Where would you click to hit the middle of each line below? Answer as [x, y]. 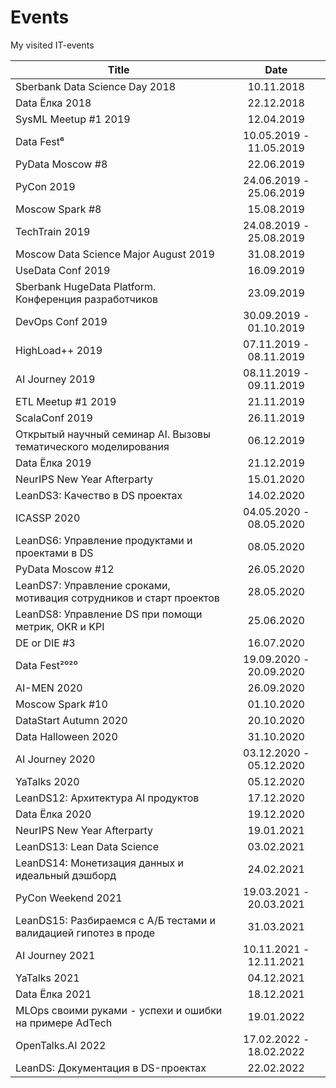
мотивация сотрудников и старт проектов [117, 598]
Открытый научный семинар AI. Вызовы [113, 434]
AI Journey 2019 [55, 379]
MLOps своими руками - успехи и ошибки [119, 1010]
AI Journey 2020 [55, 759]
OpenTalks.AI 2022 [61, 1045]
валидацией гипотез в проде [85, 933]
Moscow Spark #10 [61, 704]
